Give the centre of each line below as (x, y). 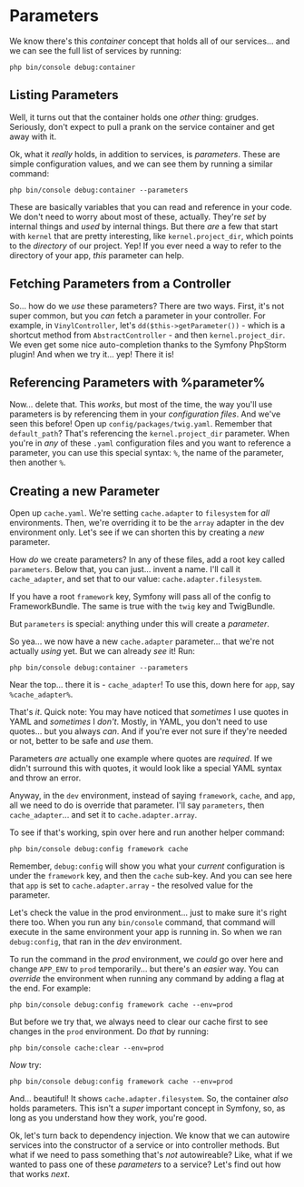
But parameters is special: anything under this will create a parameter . (140, 624)
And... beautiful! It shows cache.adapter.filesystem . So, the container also (149, 1099)
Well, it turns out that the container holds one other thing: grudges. (134, 117)
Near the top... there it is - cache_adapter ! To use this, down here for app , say (152, 685)
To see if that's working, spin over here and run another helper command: (147, 832)
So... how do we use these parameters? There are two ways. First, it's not (147, 306)
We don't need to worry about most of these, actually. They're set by (138, 216)
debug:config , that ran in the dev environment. (96, 941)
